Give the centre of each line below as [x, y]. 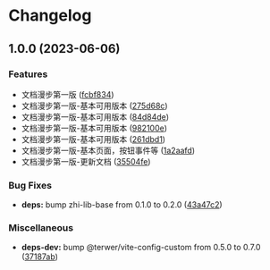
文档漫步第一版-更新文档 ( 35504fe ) [86, 161]
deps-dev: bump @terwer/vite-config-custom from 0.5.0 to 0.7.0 [141, 248]
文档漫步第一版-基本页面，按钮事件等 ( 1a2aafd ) [108, 150]
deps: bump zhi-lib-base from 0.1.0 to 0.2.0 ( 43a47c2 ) [122, 205]
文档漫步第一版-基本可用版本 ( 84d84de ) [95, 116]
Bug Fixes [30, 185]
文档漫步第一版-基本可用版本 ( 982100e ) [94, 128]
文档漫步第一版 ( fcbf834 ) [67, 94]
